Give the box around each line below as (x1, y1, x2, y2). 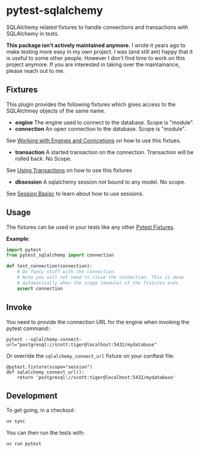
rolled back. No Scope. (14, 155, 72, 162)
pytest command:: (6, 325, 51, 332)
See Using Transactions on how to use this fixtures (6, 166, 132, 173)
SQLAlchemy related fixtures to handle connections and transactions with (6, 23, 189, 31)
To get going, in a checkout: (6, 407, 76, 414)
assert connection (17, 286, 63, 292)
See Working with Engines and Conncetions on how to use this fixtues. (6, 137, 181, 144)
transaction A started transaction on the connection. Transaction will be (14, 148, 194, 155)
